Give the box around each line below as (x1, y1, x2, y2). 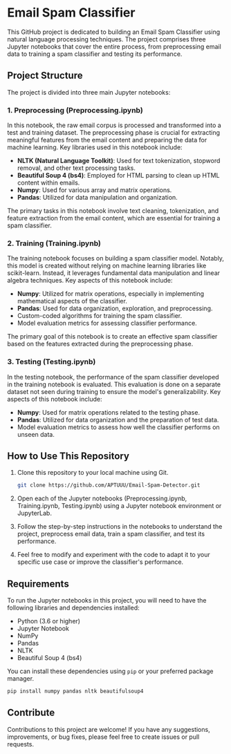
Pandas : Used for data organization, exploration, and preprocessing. (17, 304, 213, 312)
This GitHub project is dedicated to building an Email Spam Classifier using (7, 28, 220, 36)
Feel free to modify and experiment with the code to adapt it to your (17, 551, 210, 559)
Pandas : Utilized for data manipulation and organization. (17, 194, 178, 202)
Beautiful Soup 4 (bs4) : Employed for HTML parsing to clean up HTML (17, 171, 220, 180)
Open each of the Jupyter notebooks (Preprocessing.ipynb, (17, 494, 187, 502)
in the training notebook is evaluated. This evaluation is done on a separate (7, 380, 221, 388)
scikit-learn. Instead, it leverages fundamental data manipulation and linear (7, 269, 220, 277)
